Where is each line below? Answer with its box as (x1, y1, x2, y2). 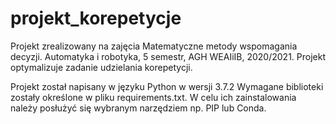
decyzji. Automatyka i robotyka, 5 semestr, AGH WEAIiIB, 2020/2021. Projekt (10, 50, 326, 62)
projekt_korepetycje (10, 7, 182, 30)
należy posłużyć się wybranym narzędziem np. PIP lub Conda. (10, 102, 267, 114)
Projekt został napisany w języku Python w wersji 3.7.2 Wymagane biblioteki (10, 80, 324, 92)
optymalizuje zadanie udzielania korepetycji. (10, 61, 193, 73)
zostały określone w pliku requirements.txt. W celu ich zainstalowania (10, 91, 297, 103)
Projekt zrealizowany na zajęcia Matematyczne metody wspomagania (10, 40, 298, 52)
